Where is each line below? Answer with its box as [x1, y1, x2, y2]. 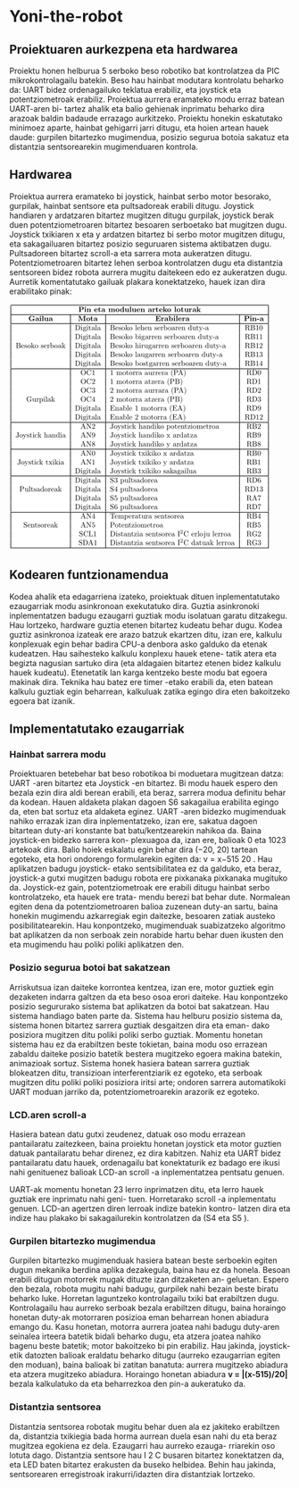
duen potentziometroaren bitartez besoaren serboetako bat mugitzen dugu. [9, 219, 287, 230]
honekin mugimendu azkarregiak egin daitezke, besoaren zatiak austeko [9, 911, 276, 922]
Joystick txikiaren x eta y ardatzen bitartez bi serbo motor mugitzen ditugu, [9, 229, 286, 239]
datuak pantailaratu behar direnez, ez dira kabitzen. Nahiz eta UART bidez [9, 1148, 281, 1158]
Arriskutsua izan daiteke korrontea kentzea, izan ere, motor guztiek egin [9, 982, 274, 992]
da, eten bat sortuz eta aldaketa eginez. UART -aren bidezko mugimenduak [9, 807, 287, 817]
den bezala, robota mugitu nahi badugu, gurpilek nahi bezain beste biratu [9, 1283, 279, 1294]
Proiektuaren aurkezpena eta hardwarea [9, 42, 238, 57]
